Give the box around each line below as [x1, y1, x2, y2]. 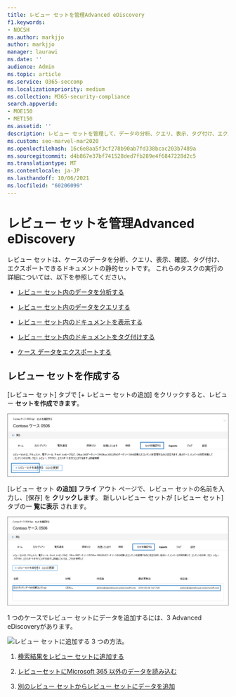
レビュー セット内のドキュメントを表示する [17, 318, 143, 326]
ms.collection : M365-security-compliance [7, 93, 131, 100]
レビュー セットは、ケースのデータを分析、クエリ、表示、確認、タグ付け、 [7, 255, 223, 263]
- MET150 [7, 115, 33, 123]
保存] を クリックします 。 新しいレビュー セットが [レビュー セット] [27, 494, 224, 502]
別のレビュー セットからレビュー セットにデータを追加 [17, 682, 176, 691]
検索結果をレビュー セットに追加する [17, 652, 124, 661]
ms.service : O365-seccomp [7, 78, 83, 85]
